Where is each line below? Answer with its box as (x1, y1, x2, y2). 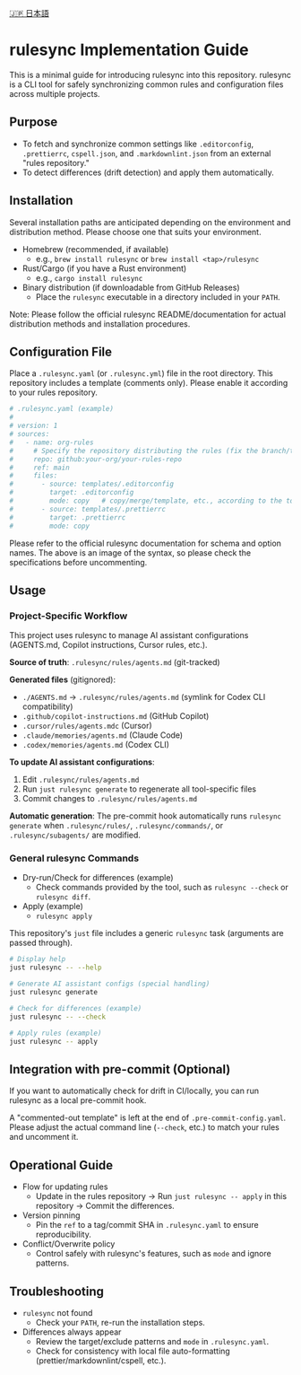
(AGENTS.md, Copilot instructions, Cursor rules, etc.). (9, 640, 208, 651)
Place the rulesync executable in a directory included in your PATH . (35, 291, 280, 302)
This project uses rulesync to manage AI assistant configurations (9, 630, 249, 641)
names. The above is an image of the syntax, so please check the (9, 547, 252, 558)
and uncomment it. (9, 1132, 79, 1143)
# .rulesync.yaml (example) (9, 405, 115, 414)
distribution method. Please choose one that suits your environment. (9, 226, 262, 237)
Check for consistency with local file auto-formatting (35, 1345, 230, 1356)
